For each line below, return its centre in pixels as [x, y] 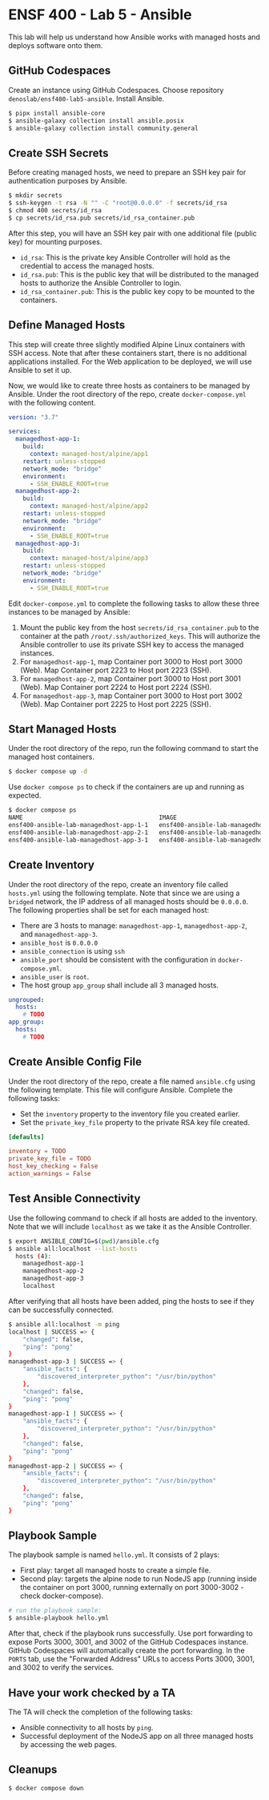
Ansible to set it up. [40, 369]
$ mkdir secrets [35, 196]
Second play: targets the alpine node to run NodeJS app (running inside [139, 1579]
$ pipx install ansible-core [57, 113]
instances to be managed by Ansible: [69, 611]
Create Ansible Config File [75, 1062]
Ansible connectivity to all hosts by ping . [86, 1727]
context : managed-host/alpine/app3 [89, 559]
